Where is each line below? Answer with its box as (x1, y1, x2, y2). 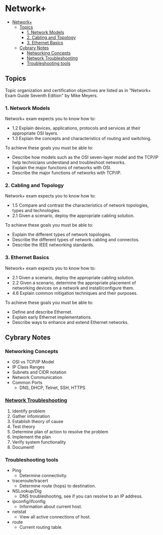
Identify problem (12, 408, 45, 414)
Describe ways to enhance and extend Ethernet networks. (12, 319, 129, 325)
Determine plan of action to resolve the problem (12, 428, 109, 434)
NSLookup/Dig (12, 488, 42, 494)
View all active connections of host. (19, 514, 91, 519)
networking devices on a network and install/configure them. (12, 285, 135, 291)
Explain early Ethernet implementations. (12, 314, 92, 320)
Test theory (12, 424, 36, 429)
